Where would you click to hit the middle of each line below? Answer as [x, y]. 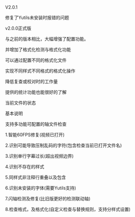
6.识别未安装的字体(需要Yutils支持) [41, 188]
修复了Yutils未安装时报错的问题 [37, 18]
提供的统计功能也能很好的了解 [36, 92]
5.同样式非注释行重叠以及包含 [35, 177]
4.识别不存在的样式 [25, 167]
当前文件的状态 [20, 103]
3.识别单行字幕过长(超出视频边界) [39, 156]
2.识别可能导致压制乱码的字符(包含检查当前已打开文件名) [63, 145]
